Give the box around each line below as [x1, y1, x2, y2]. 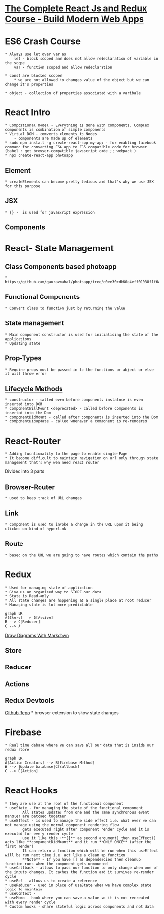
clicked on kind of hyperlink [5, 526, 67, 531]
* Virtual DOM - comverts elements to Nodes [5, 132, 97, 137]
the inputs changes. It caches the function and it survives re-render [5, 869, 154, 875]
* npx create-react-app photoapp [5, 153, 73, 158]
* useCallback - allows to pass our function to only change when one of [5, 865, 159, 870]
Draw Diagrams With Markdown [5, 632, 69, 638]
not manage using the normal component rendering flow [5, 822, 119, 827]
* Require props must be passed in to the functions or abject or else [5, 367, 154, 372]
